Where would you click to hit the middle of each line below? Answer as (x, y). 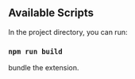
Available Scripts (51, 13)
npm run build (35, 51)
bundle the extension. (44, 68)
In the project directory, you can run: (68, 32)
